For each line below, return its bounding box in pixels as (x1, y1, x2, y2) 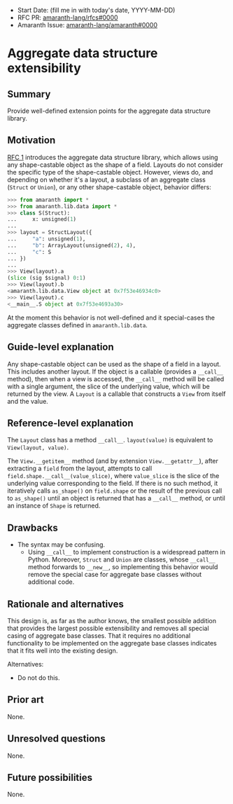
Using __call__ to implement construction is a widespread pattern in (27, 548, 226, 557)
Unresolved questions (7, 733, 106, 745)
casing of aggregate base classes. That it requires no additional (7, 631, 191, 640)
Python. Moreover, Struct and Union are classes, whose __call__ (27, 555, 216, 564)
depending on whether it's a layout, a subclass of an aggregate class (7, 175, 206, 184)
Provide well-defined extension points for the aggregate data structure (7, 107, 211, 115)
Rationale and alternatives (7, 598, 125, 610)
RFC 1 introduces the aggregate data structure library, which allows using (7, 153, 218, 161)
